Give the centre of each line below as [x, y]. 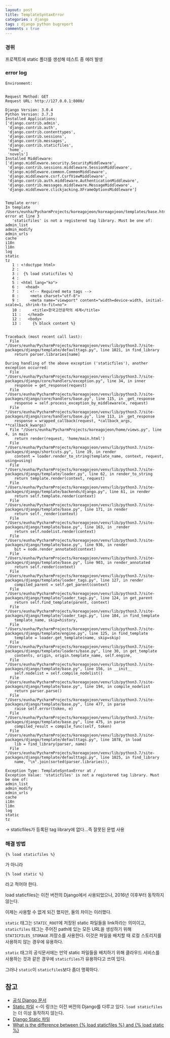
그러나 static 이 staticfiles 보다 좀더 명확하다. [52, 970]
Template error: [22, 203]
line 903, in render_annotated [117, 562]
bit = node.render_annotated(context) [55, 549]
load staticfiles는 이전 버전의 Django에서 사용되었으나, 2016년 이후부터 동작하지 [85, 895]
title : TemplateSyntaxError [35, 15]
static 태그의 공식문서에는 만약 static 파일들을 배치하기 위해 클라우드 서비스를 [82, 952]
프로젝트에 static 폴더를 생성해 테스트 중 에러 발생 [54, 59]
